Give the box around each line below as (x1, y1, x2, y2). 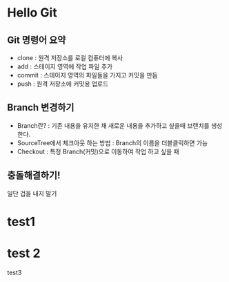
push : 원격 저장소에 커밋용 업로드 (17, 79, 109, 88)
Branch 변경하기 (7, 102, 74, 113)
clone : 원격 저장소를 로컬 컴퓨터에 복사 (17, 54, 123, 62)
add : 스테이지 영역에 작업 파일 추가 (17, 62, 112, 70)
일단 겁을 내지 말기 (7, 189, 57, 198)
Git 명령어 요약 (7, 34, 66, 46)
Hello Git (7, 5, 57, 21)
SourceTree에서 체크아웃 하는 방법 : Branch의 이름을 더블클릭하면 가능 (17, 138, 208, 147)
